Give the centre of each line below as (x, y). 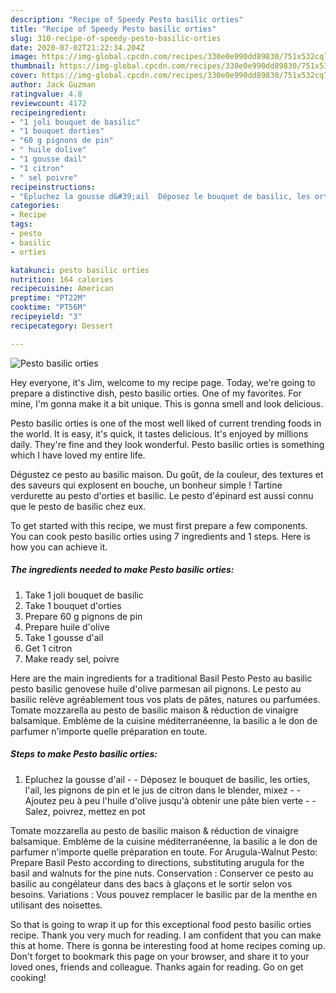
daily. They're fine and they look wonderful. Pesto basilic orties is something (167, 444)
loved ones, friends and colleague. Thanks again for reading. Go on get (157, 967)
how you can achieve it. (59, 547)
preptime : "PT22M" (48, 298)
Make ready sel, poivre (72, 658)
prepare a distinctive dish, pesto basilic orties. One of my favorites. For (156, 393)
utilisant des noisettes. (56, 905)
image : (24, 57)
